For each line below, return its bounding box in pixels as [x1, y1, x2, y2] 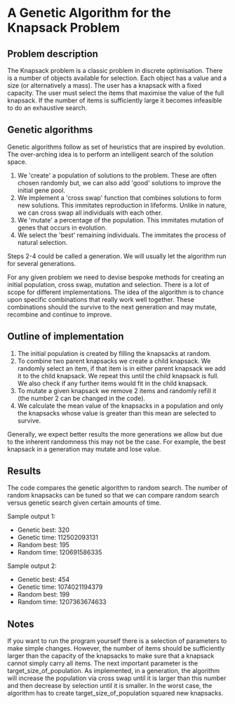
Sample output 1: [7, 512, 56, 521]
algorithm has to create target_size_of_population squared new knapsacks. [7, 689, 224, 698]
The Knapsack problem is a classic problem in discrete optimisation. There [7, 67, 223, 74]
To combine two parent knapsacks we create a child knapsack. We [17, 357, 211, 365]
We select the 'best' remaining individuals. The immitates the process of [17, 230, 227, 239]
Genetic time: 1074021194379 [17, 583, 103, 591]
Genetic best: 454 [17, 576, 70, 584]
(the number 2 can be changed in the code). [17, 394, 146, 402]
